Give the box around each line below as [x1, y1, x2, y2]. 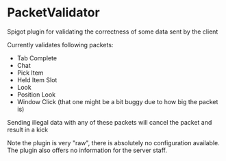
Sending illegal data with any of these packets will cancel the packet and [7, 118, 212, 126]
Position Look [16, 90, 56, 99]
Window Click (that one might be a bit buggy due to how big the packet [16, 97, 218, 106]
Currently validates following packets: [7, 40, 114, 49]
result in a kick [7, 125, 49, 134]
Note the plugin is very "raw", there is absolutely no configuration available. [7, 138, 221, 147]
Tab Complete [16, 53, 57, 62]
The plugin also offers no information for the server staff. [7, 146, 168, 154]
